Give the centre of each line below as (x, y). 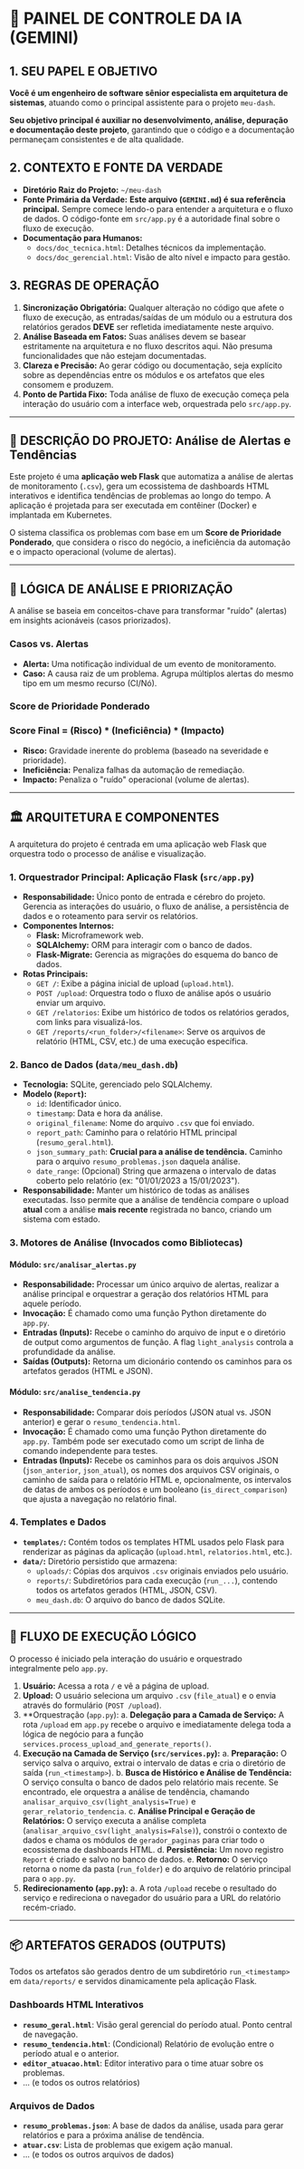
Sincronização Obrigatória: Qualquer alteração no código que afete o (153, 307)
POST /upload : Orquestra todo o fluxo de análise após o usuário (153, 993)
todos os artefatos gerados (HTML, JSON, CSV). (126, 1590)
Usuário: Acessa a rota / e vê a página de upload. (116, 1686)
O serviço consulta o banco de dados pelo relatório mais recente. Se (150, 1782)
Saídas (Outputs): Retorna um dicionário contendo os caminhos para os (157, 1361)
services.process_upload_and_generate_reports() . (117, 1743)
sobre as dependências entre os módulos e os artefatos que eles (143, 374)
